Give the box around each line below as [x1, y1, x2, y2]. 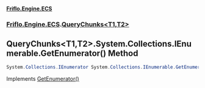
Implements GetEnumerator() [6, 75, 79, 83]
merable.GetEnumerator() [6, 48, 107, 58]
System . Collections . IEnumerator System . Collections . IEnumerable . [6, 64, 176, 70]
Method [107, 48, 138, 58]
